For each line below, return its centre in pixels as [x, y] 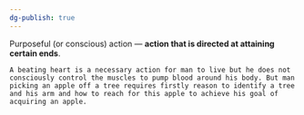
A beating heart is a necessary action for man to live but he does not [150, 70]
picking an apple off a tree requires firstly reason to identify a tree [152, 86]
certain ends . [35, 53]
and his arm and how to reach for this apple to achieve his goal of [144, 93]
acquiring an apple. [49, 101]
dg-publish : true [42, 18]
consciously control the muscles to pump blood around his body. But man [152, 78]
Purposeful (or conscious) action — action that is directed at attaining [142, 43]
